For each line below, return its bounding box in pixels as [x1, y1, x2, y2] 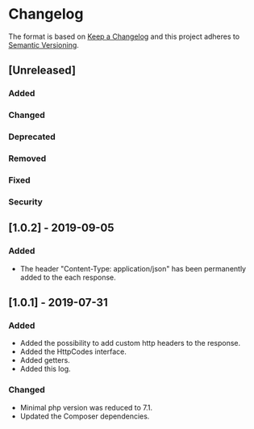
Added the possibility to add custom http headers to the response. [19, 339, 241, 348]
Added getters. [19, 355, 70, 365]
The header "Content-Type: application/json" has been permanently [19, 263, 247, 273]
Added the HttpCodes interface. [19, 347, 127, 356]
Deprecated [8, 131, 56, 142]
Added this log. [19, 364, 71, 374]
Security [8, 196, 43, 207]
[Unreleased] [8, 64, 77, 78]
